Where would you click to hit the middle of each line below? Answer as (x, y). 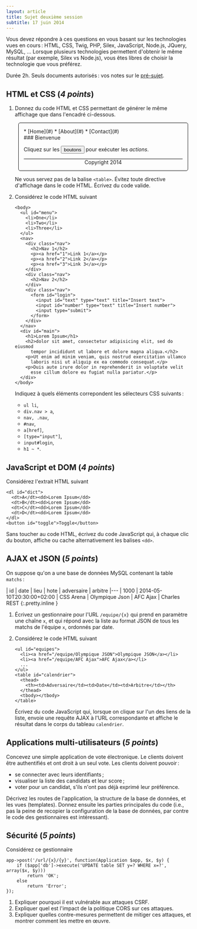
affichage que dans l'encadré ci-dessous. (65, 115)
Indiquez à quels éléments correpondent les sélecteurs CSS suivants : (99, 394)
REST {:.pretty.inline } (32, 603)
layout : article (26, 11)
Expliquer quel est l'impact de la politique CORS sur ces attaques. (94, 908)
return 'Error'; (47, 886)
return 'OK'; (43, 876)
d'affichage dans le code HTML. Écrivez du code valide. (83, 185)
